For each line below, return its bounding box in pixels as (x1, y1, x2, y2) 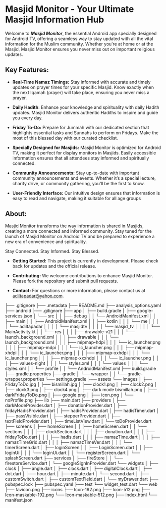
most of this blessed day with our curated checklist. (12, 135, 118, 141)
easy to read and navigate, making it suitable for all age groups (12, 195, 141, 201)
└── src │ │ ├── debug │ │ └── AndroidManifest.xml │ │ (37, 313, 157, 319)
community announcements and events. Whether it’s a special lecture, (12, 175, 156, 181)
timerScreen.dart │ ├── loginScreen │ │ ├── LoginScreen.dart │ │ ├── (5, 444, 153, 450)
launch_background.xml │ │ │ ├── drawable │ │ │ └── (5, 334, 119, 340)
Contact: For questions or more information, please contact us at (12, 287, 146, 293)
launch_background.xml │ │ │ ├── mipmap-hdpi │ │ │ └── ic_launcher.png (5, 339, 161, 345)
